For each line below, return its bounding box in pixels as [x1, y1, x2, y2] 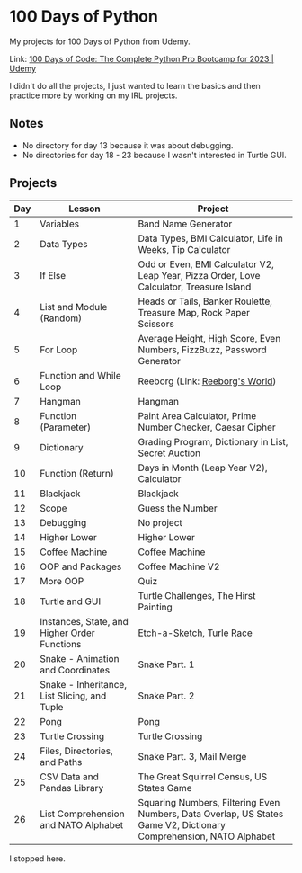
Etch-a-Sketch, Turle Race [138, 627, 253, 639]
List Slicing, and [40, 690, 107, 702]
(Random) [40, 312, 83, 325]
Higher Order [40, 627, 96, 639]
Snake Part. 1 [138, 658, 195, 671]
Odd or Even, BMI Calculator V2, [138, 258, 274, 271]
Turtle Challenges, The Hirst [138, 589, 256, 601]
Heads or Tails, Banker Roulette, [138, 295, 272, 307]
